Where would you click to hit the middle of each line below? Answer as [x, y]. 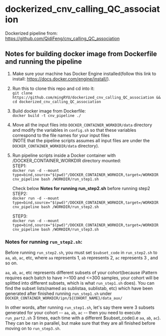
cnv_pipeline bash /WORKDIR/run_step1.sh [55, 179]
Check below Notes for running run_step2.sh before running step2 [81, 188]
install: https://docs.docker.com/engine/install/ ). [61, 79]
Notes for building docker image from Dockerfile [81, 54]
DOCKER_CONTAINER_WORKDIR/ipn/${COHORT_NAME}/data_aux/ [64, 299]
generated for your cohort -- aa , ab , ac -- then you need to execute [73, 313]
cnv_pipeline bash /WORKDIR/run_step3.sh [55, 229]
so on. [12, 263]
